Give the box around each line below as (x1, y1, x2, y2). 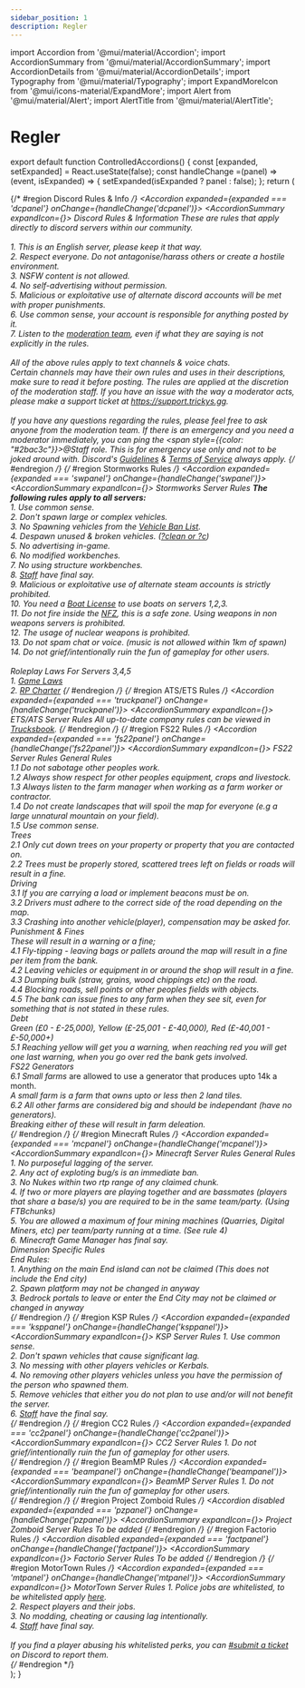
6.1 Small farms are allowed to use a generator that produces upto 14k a (10, 1071, 278, 1082)
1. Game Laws (10, 675, 63, 686)
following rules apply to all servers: (10, 492, 147, 504)
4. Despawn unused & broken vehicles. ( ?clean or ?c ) (10, 531, 210, 542)
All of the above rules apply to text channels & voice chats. (10, 358, 231, 368)
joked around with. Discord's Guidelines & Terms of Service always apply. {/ (10, 454, 295, 465)
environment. (10, 260, 60, 272)
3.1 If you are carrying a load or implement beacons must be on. (10, 888, 250, 898)
